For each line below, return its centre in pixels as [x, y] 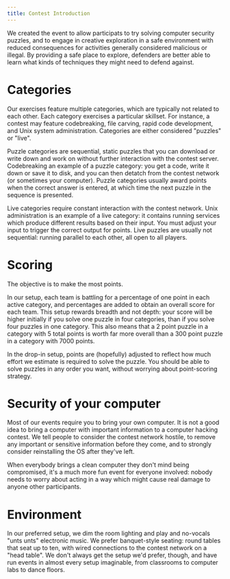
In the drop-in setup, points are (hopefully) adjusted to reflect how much [109, 354]
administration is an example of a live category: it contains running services [114, 215]
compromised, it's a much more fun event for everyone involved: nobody [110, 472]
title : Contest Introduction [49, 13]
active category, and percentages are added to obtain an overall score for [111, 304]
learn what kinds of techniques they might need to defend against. [101, 62]
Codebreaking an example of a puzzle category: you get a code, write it [108, 166]
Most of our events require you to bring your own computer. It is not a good [113, 423]
